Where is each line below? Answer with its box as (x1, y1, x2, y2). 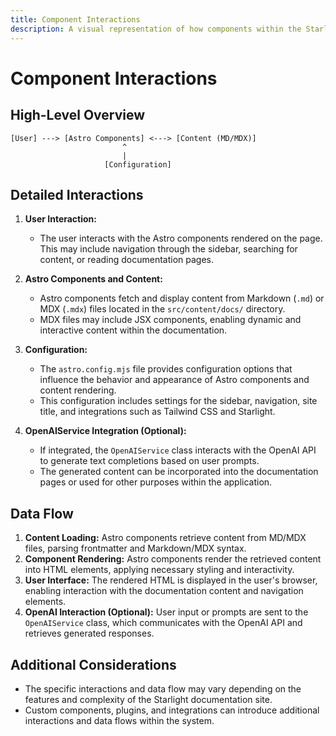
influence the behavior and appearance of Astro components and (39, 374, 310, 386)
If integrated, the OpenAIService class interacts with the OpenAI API (39, 444, 317, 456)
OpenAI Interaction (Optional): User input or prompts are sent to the (24, 606, 309, 618)
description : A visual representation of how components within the (10, 24, 302, 34)
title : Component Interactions (10, 14, 141, 25)
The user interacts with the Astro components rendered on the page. (39, 232, 323, 245)
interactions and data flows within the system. (24, 714, 215, 726)
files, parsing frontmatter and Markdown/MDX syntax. (24, 542, 247, 555)
